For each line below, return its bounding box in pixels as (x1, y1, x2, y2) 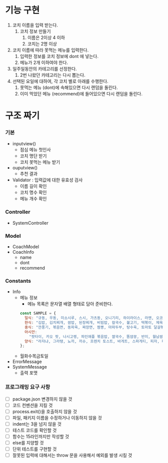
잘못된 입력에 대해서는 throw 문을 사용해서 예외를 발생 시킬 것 (12, 453, 132, 459)
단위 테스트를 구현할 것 (12, 446, 57, 452)
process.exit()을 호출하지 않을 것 (12, 408, 77, 415)
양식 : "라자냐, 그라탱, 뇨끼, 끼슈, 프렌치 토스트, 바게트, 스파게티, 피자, (24, 339, 160, 344)
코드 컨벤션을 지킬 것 (12, 402, 53, 408)
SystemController (12, 220, 49, 226)
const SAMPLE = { (19, 311, 56, 316)
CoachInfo (12, 249, 34, 255)
